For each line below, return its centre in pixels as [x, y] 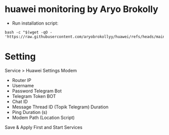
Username [23, 85]
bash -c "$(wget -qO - [29, 32]
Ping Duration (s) [30, 112]
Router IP [21, 80]
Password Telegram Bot [37, 91]
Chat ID [20, 101]
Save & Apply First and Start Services [44, 127]
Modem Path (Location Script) [43, 117]
